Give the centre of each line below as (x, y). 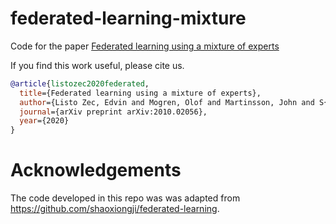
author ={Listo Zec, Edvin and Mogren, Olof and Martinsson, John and (167, 102)
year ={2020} (44, 121)
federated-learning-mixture (128, 18)
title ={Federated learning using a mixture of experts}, (140, 93)
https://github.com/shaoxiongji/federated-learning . (115, 209)
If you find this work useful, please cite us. (97, 65)
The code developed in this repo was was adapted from (125, 198)
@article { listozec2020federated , (80, 83)
